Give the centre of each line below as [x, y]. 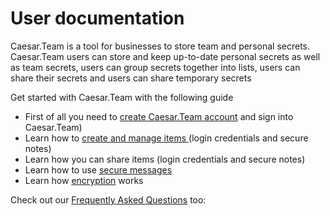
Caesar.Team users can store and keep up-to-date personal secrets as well [165, 56]
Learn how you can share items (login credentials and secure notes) [165, 159]
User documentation [97, 18]
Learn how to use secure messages [98, 169]
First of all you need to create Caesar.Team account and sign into [159, 116]
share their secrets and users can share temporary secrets [131, 78]
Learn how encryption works [84, 180]
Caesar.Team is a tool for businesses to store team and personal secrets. [160, 46]
